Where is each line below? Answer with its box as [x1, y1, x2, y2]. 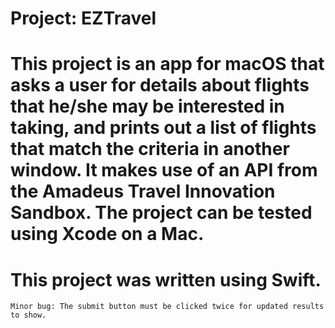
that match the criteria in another [10, 138, 290, 161]
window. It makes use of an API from [10, 159, 318, 182]
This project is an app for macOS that [10, 53, 325, 76]
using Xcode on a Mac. [10, 223, 205, 246]
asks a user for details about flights [10, 74, 310, 97]
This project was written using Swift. [10, 268, 322, 291]
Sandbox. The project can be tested [10, 202, 313, 224]
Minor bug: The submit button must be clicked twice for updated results [10, 302, 325, 312]
